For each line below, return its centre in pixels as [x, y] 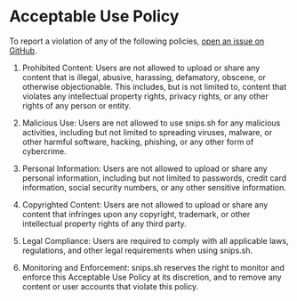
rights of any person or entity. [76, 105]
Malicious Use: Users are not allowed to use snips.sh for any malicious [151, 123]
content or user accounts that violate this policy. [110, 286]
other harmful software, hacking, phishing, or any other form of [138, 142]
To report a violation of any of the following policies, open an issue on [137, 41]
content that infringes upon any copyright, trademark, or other [136, 214]
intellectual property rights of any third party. [104, 224]
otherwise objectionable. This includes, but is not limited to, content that [154, 86]
